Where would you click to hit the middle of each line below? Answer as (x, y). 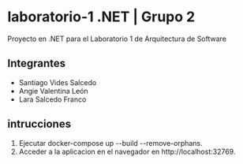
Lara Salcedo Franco (52, 99)
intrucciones (39, 124)
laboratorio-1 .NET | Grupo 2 (101, 17)
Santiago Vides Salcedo (58, 82)
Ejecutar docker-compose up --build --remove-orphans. (110, 143)
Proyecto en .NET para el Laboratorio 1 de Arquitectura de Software (117, 39)
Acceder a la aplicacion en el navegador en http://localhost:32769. (127, 151)
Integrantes (37, 63)
